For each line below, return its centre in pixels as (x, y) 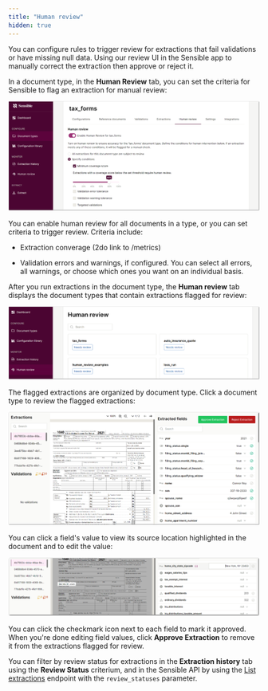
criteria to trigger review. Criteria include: (76, 232)
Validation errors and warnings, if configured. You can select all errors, (136, 263)
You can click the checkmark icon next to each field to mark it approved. (127, 629)
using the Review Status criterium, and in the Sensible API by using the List (132, 670)
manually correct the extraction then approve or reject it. (101, 66)
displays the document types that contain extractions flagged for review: (128, 296)
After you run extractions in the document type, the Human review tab (124, 287)
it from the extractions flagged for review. (77, 646)
